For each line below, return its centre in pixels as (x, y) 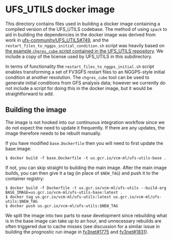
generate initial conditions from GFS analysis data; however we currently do (85, 83)
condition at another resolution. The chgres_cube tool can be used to (78, 77)
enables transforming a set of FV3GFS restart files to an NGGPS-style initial (85, 72)
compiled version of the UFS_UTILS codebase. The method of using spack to (86, 29)
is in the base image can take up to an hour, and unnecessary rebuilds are (83, 221)
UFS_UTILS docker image (60, 10)
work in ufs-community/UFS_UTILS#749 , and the (57, 40)
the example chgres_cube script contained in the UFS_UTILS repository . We (84, 51)
